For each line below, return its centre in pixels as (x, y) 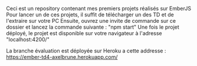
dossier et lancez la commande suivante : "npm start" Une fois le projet (93, 27)
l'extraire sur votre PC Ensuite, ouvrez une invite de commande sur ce (91, 21)
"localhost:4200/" (28, 39)
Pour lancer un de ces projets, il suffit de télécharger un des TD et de (90, 15)
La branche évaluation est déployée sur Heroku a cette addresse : (86, 51)
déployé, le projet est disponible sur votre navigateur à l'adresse (84, 33)
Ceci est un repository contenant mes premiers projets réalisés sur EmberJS (99, 8)
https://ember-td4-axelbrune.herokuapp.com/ (62, 57)
